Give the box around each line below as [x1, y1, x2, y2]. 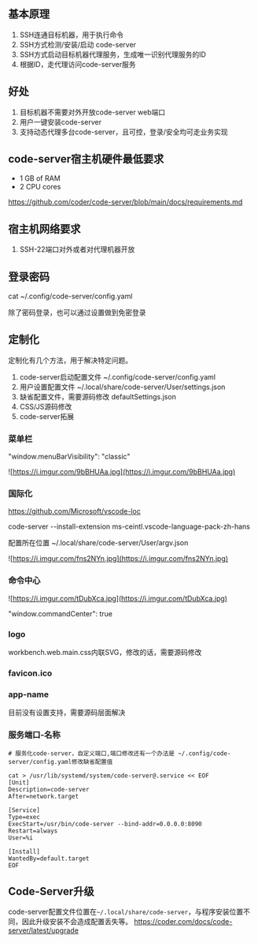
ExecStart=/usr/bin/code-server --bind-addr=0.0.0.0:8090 [8, 820, 202, 828]
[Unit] [8, 778, 30, 787]
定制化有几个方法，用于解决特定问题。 [8, 355, 132, 365]
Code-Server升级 [8, 885, 94, 898]
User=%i [8, 833, 34, 842]
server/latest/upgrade [8, 926, 79, 935]
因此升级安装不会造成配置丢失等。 [21, 917, 132, 926]
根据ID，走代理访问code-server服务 [19, 59, 136, 69]
